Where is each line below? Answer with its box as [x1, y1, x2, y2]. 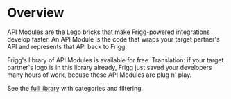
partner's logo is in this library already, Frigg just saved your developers [7, 63, 213, 71]
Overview [7, 5, 65, 21]
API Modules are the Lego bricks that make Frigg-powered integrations [7, 28, 210, 36]
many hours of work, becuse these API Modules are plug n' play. [7, 71, 192, 79]
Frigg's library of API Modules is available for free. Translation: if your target [7, 55, 224, 64]
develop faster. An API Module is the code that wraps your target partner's [7, 35, 220, 43]
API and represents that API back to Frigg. [7, 42, 127, 51]
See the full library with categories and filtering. [7, 84, 144, 92]
